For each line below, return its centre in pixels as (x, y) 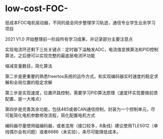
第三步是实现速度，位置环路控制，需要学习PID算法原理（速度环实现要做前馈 (81, 93)
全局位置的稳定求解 (33, 82)
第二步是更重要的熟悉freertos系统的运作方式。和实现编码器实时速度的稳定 (80, 76)
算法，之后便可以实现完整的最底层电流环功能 (50, 55)
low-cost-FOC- (37, 9)
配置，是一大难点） (24, 99)
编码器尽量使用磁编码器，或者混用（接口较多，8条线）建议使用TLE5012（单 (81, 125)
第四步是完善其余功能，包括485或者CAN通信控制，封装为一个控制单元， (78, 109)
